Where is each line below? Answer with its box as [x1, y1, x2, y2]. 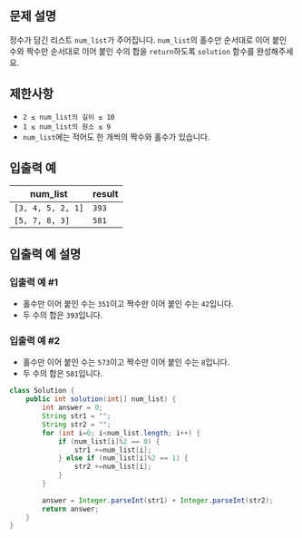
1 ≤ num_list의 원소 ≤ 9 [22, 122, 112, 132]
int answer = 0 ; [42, 403, 103, 413]
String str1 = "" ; [42, 412, 112, 421]
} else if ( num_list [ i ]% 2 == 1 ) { [57, 454, 189, 463]
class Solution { [9, 386, 75, 396]
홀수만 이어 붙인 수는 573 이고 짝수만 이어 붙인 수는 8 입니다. [22, 357, 230, 367]
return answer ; [42, 504, 100, 514]
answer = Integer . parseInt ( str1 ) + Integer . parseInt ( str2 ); [42, 495, 274, 505]
